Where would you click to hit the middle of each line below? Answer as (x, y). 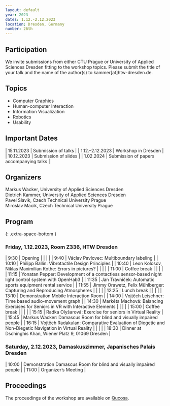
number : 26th (19, 29)
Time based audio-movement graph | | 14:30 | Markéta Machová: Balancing (84, 301)
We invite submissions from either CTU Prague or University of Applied (79, 61)
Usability (22, 122)
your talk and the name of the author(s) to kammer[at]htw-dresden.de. (79, 72)
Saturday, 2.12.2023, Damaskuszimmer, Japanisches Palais (80, 347)
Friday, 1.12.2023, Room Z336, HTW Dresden (62, 247)
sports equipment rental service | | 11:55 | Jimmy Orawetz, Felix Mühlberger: (85, 285)
